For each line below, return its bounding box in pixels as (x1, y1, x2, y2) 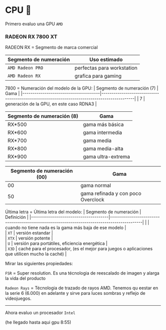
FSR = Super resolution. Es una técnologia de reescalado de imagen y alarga (5, 270, 160, 276)
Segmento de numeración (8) (7, 113, 79, 120)
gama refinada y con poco (81, 190, 142, 197)
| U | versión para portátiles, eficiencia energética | (5, 240, 108, 246)
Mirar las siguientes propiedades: (5, 261, 73, 267)
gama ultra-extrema (83, 153, 130, 160)
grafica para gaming (75, 73, 122, 80)
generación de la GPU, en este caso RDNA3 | (5, 101, 97, 107)
